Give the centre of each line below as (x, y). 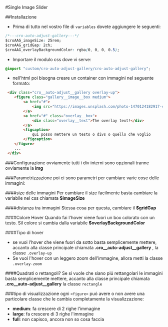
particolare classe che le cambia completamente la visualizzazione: (74, 299)
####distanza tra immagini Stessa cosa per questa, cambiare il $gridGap (81, 208)
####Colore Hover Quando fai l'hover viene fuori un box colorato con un (80, 217)
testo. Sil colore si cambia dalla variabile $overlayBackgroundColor (75, 223)
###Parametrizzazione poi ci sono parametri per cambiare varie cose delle (82, 178)
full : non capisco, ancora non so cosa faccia (58, 319)
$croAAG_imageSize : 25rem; (33, 40)
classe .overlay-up (32, 253)
